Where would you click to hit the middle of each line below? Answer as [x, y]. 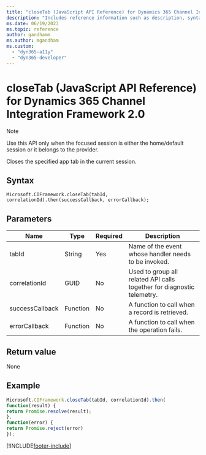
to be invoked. [149, 262]
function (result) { [31, 405]
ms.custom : [20, 47]
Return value [31, 352]
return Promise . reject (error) [45, 429]
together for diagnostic [162, 287]
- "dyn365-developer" [40, 58]
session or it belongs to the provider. [53, 149]
